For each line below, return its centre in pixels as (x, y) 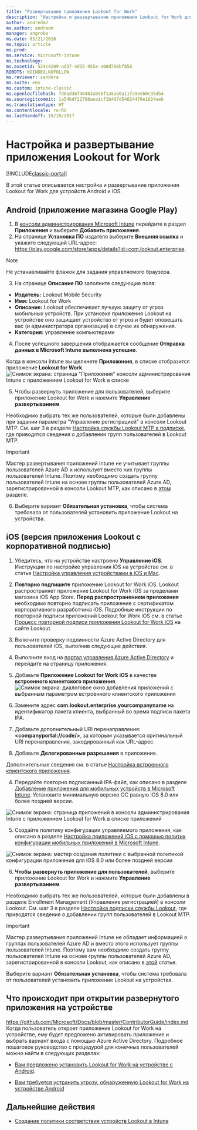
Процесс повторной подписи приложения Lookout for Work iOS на (97, 622)
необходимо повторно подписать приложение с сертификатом (94, 603)
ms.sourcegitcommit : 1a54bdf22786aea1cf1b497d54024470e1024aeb (85, 99)
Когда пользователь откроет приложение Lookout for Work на (84, 1028)
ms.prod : (17, 50)
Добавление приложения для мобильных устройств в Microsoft (94, 788)
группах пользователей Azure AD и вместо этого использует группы (92, 943)
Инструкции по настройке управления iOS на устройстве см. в (94, 567)
